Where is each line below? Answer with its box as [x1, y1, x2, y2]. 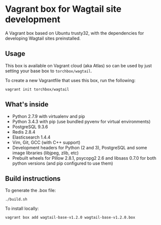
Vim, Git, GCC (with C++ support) [12, 139, 81, 145]
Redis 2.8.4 [12, 129, 35, 135]
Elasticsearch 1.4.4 [12, 134, 51, 140]
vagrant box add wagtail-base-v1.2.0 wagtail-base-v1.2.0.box [5, 215, 135, 220]
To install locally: [5, 205, 39, 212]
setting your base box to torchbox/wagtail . [5, 68, 93, 74]
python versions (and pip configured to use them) [12, 160, 113, 166]
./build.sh [5, 197, 28, 202]
